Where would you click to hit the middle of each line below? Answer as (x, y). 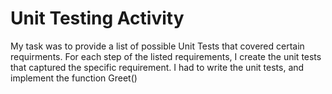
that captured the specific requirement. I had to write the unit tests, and (157, 67)
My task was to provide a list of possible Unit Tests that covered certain (157, 46)
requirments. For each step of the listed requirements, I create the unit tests (166, 56)
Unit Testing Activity (97, 18)
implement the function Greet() (74, 78)
